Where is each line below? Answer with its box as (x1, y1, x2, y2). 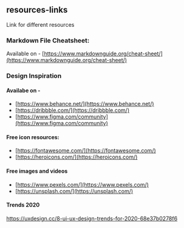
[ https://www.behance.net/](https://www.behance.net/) (15, 100, 154, 108)
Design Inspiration (6, 72, 62, 80)
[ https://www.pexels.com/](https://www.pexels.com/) (15, 181, 149, 188)
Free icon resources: (6, 133, 60, 140)
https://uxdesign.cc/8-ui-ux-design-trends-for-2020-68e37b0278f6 (6, 215, 178, 222)
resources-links (6, 5, 68, 15)
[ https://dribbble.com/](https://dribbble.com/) (15, 106, 130, 114)
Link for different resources (6, 21, 75, 28)
